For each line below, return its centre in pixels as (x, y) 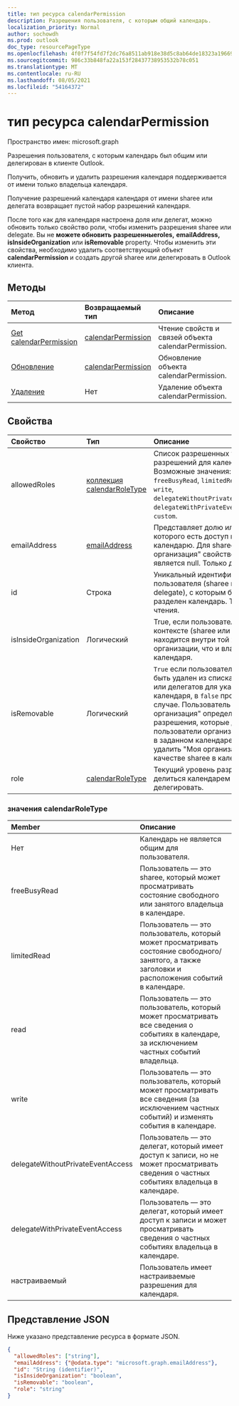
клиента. (21, 265)
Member (26, 827)
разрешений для (182, 462)
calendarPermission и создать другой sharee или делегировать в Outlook (119, 258)
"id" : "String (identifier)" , (58, 1369)
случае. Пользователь (192, 704)
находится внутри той (191, 640)
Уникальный (175, 574)
